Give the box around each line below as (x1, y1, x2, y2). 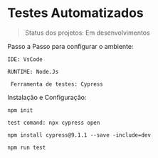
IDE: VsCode (7, 55, 43, 63)
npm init (7, 106, 33, 114)
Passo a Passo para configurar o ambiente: (7, 42, 134, 50)
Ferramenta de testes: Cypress (10, 80, 103, 88)
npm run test (7, 144, 46, 151)
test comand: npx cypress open (7, 119, 100, 126)
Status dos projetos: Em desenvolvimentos (24, 28, 151, 37)
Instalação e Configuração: (7, 93, 87, 101)
